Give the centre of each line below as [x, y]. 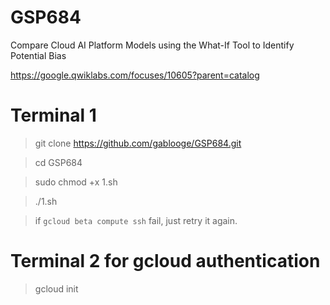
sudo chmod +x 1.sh [76, 182]
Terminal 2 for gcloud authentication [165, 261]
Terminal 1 [53, 115]
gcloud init [56, 288]
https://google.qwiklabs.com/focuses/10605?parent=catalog [135, 75]
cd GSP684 [58, 162]
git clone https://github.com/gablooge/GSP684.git [138, 143]
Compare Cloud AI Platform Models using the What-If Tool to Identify [152, 45]
